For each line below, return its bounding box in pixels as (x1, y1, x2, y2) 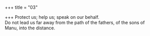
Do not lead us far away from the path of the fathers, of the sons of (5, 20, 145, 25)
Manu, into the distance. (5, 25, 55, 31)
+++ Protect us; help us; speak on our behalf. (5, 14, 100, 20)
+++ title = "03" (5, 5, 38, 10)
